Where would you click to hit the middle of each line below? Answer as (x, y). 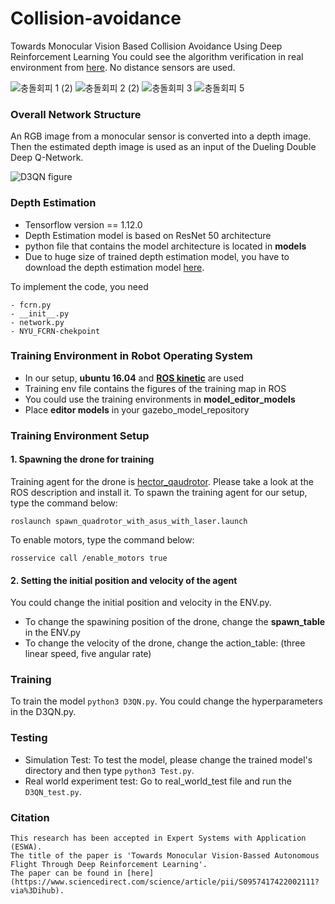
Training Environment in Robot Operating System (131, 356)
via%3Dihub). (37, 891)
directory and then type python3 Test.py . (109, 770)
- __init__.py (40, 313)
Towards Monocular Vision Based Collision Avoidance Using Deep (146, 46)
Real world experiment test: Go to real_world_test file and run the (158, 781)
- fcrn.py (31, 305)
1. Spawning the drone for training (82, 459)
